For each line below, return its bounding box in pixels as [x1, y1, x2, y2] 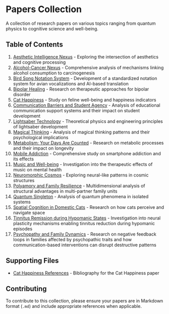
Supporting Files [6, 256, 59, 265]
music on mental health [13, 166, 62, 172]
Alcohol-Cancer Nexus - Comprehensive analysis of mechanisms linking [13, 64, 164, 70]
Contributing [6, 284, 47, 293]
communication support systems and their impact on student [13, 107, 140, 113]
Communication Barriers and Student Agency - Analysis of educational [13, 102, 160, 108]
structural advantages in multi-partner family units [13, 188, 118, 194]
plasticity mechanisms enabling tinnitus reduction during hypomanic [13, 220, 155, 226]
